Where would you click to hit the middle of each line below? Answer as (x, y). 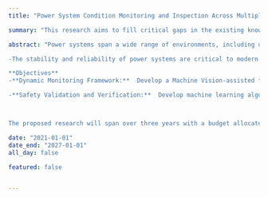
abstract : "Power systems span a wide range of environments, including (132, 45)
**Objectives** (33, 73)
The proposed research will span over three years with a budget (119, 124)
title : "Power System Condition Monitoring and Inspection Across (121, 16)
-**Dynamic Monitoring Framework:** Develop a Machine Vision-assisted (132, 81)
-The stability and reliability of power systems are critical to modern (134, 59)
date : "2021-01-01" (41, 138)
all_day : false (33, 152)
